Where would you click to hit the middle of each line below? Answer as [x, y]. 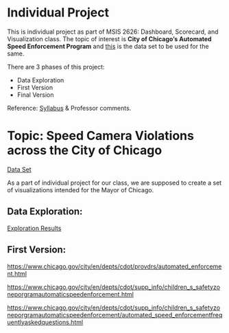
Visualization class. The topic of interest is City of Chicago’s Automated [109, 38]
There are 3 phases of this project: [56, 67]
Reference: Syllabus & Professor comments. [69, 108]
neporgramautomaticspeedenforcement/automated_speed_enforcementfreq [115, 314]
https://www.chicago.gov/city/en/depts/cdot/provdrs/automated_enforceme [114, 266]
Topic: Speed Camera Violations [100, 136]
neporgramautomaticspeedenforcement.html [70, 294]
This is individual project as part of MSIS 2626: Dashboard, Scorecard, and [113, 32]
